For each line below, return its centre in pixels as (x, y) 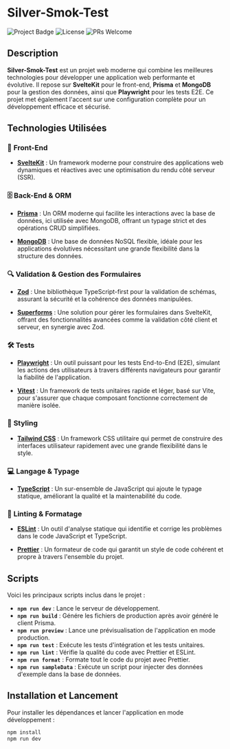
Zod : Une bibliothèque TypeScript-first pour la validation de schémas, (117, 292)
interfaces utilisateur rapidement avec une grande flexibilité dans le (112, 445)
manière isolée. (38, 405)
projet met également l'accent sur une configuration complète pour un (106, 99)
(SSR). (26, 178)
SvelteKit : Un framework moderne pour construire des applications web (120, 162)
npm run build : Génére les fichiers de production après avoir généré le (118, 616)
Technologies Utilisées (57, 128)
